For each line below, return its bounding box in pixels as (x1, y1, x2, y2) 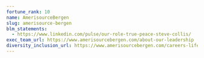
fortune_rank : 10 (6, 8, 50, 15)
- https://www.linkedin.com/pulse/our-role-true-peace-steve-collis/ (12, 31, 191, 37)
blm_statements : (6, 25, 47, 32)
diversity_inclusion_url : (6, 43, 72, 49)
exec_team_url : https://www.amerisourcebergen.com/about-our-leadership (6, 37, 194, 43)
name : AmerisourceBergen (6, 14, 69, 21)
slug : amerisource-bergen (6, 20, 72, 26)
